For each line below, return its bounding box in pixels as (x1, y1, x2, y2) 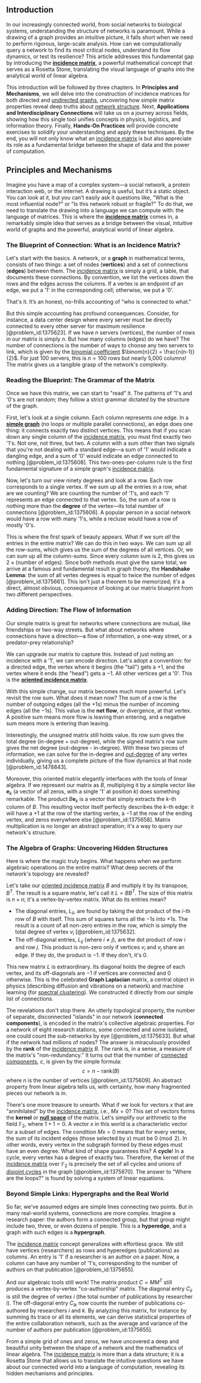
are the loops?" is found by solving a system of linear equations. (6, 1174, 165, 1181)
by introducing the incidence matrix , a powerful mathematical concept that (6, 59, 193, 66)
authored (6, 1307, 29, 1314)
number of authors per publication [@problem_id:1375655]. (6, 1326, 153, 1334)
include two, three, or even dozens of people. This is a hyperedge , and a (6, 1222, 187, 1230)
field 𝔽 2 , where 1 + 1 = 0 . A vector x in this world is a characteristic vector (6, 1121, 188, 1129)
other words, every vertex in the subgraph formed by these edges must (6, 1141, 183, 1148)
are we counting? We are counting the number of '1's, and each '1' (6, 490, 170, 497)
